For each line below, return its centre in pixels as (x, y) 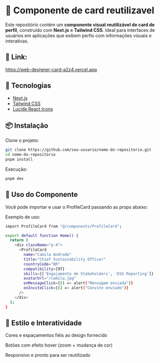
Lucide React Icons (33, 109)
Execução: (16, 169)
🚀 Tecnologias (28, 86)
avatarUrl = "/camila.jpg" (50, 278)
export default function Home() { (42, 235)
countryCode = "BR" (42, 264)
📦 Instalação (27, 125)
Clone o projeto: (22, 140)
